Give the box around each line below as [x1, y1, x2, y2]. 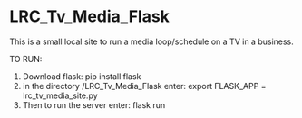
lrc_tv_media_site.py [22, 90, 98, 101]
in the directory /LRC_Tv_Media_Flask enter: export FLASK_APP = [22, 80, 267, 91]
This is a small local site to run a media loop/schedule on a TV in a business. [9, 36, 295, 47]
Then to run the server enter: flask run [22, 99, 166, 110]
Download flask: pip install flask [22, 70, 141, 82]
